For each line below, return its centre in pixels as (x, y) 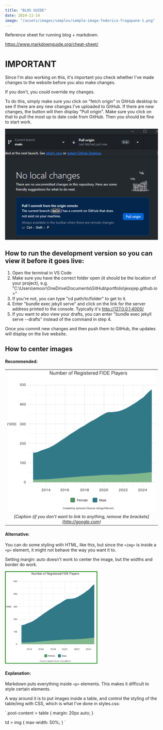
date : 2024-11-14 (23, 15)
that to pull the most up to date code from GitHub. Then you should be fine (80, 117)
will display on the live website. (36, 334)
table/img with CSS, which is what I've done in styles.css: (63, 704)
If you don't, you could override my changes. (50, 92)
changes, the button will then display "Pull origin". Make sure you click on (78, 112)
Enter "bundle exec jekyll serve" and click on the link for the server (79, 304)
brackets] (140, 516)
